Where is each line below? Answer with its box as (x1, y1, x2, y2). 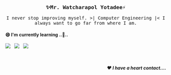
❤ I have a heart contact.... (107, 65, 166, 71)
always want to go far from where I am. (34, 20, 137, 26)
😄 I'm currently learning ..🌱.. (5, 31, 68, 37)
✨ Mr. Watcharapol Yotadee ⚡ (45, 4, 126, 11)
